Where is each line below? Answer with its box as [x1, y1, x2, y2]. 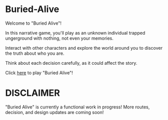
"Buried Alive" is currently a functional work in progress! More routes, [5, 104, 150, 110]
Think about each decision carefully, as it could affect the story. [5, 60, 138, 66]
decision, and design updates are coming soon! [5, 109, 104, 115]
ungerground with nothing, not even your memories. [5, 35, 114, 41]
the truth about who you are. [5, 50, 65, 56]
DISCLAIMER [5, 87, 61, 99]
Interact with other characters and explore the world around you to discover [5, 45, 163, 51]
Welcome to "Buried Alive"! [5, 20, 62, 26]
